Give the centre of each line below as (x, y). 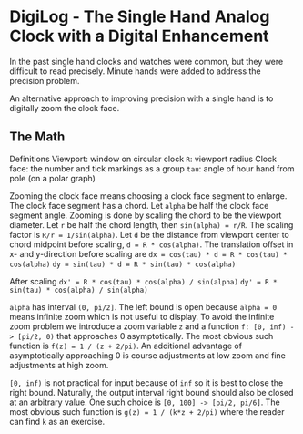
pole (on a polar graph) (52, 178)
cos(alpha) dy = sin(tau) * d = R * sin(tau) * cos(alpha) (123, 264)
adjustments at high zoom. (59, 365)
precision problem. (45, 80)
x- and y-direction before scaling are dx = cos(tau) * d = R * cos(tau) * (149, 253)
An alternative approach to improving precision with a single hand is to (141, 98)
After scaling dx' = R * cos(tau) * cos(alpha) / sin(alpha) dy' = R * (143, 281)
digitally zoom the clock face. (65, 108)
